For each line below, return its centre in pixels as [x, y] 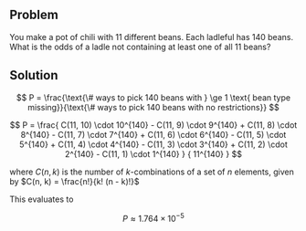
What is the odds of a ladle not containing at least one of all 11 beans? [140, 47]
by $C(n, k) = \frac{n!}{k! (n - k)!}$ [74, 181]
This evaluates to [42, 199]
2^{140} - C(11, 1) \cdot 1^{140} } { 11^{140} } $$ [153, 153]
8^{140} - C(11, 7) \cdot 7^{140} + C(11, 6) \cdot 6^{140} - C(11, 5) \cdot [153, 134]
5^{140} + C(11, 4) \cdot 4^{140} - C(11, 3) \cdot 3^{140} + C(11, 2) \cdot [153, 144]
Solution [34, 75]
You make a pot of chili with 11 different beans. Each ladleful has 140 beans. [152, 37]
